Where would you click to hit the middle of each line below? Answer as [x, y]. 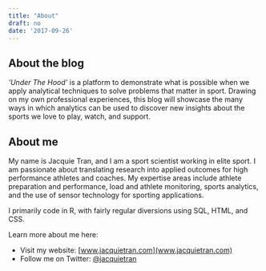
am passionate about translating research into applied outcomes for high [128, 170]
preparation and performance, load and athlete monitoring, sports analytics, [133, 186]
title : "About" [34, 16]
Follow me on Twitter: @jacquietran [78, 259]
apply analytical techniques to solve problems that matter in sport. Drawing [132, 91]
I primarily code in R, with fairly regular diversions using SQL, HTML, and [128, 210]
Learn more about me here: [53, 235]
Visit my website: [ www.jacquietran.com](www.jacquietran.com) [126, 250]
